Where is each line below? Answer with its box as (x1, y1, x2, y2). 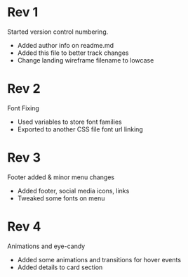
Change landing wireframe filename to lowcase (17, 56, 154, 64)
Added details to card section (17, 263, 103, 271)
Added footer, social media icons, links (17, 186, 130, 195)
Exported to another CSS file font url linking (17, 124, 144, 134)
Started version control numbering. (7, 27, 109, 36)
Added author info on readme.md (17, 41, 114, 49)
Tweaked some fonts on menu (17, 194, 105, 202)
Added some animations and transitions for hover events (17, 255, 181, 264)
